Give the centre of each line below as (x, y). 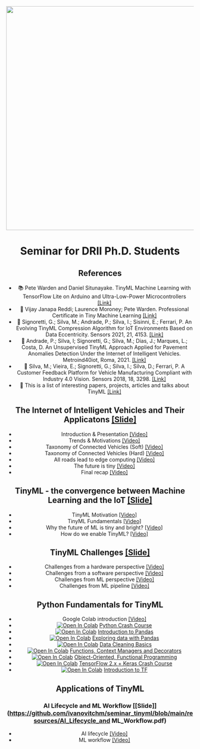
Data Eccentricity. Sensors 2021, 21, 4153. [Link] (104, 334)
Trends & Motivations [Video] (104, 440)
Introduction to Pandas (126, 632)
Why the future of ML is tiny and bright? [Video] (104, 527)
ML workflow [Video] (104, 739)
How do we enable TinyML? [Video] (104, 533)
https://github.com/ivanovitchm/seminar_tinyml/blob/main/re (101, 713)
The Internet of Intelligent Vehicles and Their (100, 411)
